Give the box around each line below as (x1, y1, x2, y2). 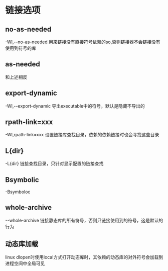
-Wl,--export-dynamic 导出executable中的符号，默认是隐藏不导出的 (5, 103, 145, 109)
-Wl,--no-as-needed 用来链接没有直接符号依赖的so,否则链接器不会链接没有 (5, 39, 160, 45)
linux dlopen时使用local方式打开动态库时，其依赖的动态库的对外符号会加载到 (5, 254, 163, 260)
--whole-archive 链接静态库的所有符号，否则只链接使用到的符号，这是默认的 (5, 217, 163, 223)
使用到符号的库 (5, 45, 36, 51)
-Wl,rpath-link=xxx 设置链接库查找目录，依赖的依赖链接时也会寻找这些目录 (5, 132, 159, 138)
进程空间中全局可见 (5, 260, 45, 266)
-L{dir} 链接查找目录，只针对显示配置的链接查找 (5, 160, 104, 166)
